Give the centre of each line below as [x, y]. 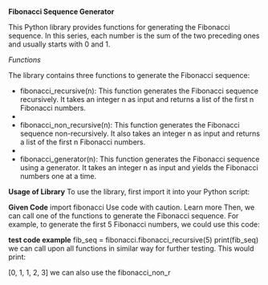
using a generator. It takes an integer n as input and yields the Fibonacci [139, 167]
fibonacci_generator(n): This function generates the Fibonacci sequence [140, 159]
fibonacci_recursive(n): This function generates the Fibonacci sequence [139, 91]
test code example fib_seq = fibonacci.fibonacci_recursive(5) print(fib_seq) [134, 240]
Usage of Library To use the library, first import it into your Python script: [129, 191]
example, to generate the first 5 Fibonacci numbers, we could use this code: [134, 224]
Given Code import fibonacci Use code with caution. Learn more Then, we [132, 207]
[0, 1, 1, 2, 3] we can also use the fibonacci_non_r [89, 273]
